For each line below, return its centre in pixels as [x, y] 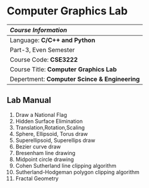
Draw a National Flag [41, 114]
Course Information [39, 30]
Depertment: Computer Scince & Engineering [75, 79]
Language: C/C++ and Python [52, 40]
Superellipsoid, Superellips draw [55, 140]
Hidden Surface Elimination [49, 121]
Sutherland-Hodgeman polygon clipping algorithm [77, 172]
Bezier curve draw [38, 146]
